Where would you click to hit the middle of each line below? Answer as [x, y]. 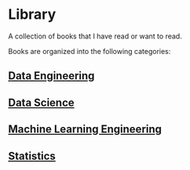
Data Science [41, 102]
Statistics [32, 156]
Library [32, 14]
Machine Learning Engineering [85, 130]
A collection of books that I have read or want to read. [95, 36]
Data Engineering [51, 76]
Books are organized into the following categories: [90, 51]
